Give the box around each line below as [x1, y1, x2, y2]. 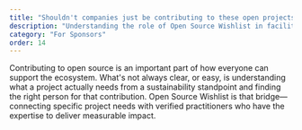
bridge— [255, 91, 288, 102]
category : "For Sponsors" [9, 30, 106, 39]
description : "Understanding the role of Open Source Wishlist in [9, 22, 263, 30]
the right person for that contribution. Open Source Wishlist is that [9, 91, 254, 102]
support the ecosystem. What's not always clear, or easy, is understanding [9, 73, 286, 83]
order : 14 [9, 38, 47, 48]
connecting [9, 100, 51, 112]
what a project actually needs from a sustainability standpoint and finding [9, 82, 281, 92]
